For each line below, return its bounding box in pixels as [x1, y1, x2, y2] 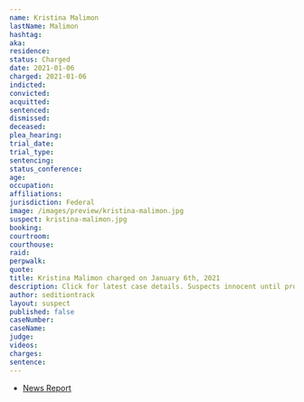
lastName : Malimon [9, 22, 79, 31]
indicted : [9, 80, 47, 89]
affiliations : [9, 190, 63, 199]
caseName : [9, 324, 47, 333]
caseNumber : [9, 315, 54, 325]
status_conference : [9, 164, 83, 173]
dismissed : [9, 114, 51, 123]
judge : [9, 332, 34, 341]
